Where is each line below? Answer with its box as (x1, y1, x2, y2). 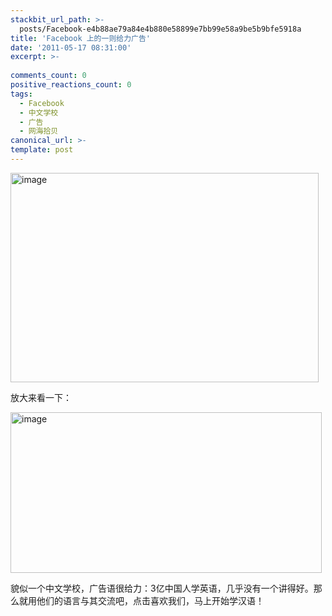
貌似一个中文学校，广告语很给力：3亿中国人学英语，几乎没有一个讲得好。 (10, 582, 314, 594)
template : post (10, 145, 74, 155)
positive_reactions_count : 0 (10, 80, 132, 90)
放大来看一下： (10, 391, 72, 403)
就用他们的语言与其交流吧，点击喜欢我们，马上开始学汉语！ (18, 594, 265, 606)
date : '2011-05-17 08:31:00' (10, 42, 132, 53)
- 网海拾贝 (19, 126, 59, 136)
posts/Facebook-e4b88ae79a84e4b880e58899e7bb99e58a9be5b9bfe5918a (19, 24, 302, 34)
